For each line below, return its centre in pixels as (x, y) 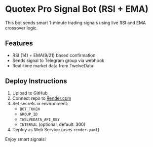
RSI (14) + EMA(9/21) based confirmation (54, 55)
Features (19, 44)
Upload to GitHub (30, 93)
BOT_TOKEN (30, 109)
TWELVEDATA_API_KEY (40, 119)
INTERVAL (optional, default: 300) (52, 124)
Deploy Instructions (36, 81)
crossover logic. (21, 28)
